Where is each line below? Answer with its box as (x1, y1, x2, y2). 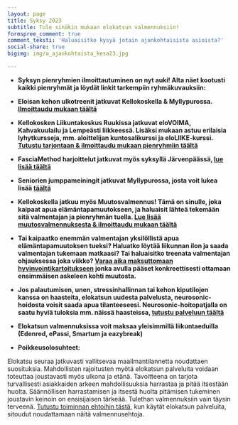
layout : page (7, 10, 46, 18)
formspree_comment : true (7, 30, 81, 38)
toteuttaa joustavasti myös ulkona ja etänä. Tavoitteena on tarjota (7, 372, 198, 380)
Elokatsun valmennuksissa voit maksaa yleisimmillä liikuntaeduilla (17, 321, 219, 330)
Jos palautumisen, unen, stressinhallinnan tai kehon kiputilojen (17, 285, 209, 294)
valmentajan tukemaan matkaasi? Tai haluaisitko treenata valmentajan (17, 249, 231, 257)
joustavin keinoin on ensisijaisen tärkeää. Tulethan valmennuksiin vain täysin (7, 394, 231, 403)
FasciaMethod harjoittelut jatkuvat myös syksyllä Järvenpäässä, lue (17, 154, 224, 163)
